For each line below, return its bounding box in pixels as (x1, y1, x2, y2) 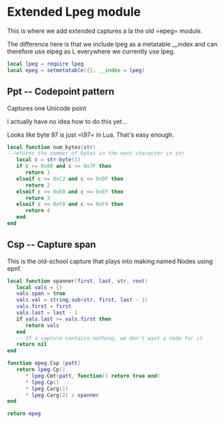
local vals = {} (16, 284, 63, 291)
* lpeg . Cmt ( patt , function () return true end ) (25, 372, 160, 380)
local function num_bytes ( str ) (7, 144, 96, 150)
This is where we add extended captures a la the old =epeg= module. (7, 27, 203, 35)
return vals (25, 322, 59, 329)
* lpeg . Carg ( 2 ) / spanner (25, 391, 99, 399)
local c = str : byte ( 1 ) (16, 157, 81, 163)
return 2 (25, 182, 51, 189)
